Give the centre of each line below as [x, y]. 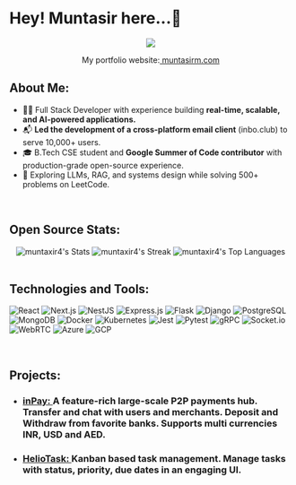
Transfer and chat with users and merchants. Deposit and [150, 411]
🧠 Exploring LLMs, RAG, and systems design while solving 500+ [140, 175]
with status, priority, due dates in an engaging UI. [132, 470]
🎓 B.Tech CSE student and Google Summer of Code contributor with [152, 152]
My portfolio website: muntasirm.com [151, 60]
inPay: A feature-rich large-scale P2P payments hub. [140, 401]
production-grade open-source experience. [103, 165]
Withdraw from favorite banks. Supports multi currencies [150, 423]
